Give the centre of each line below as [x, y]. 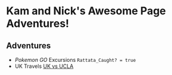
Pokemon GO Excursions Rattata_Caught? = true [75, 60]
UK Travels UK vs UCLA [44, 66]
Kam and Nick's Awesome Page [86, 11]
